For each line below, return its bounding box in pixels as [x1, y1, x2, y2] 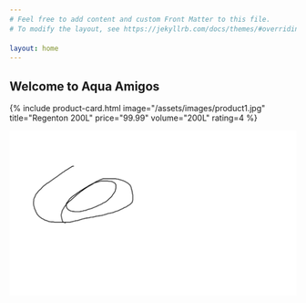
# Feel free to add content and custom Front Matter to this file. [9, 15, 271, 24]
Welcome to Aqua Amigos [9, 78, 160, 94]
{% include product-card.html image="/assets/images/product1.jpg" [9, 103, 266, 114]
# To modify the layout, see [9, 24, 120, 34]
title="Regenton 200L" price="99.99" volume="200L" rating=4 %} [9, 112, 258, 123]
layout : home [9, 44, 59, 53]
